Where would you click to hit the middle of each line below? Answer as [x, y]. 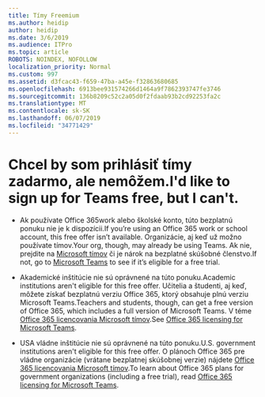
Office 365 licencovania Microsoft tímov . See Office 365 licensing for [131, 319]
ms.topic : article [38, 52]
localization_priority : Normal [60, 67]
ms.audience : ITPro [40, 45]
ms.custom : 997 [33, 74]
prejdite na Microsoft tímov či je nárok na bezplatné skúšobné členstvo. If [138, 253]
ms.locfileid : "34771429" [51, 125]
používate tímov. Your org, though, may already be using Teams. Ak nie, [136, 245]
